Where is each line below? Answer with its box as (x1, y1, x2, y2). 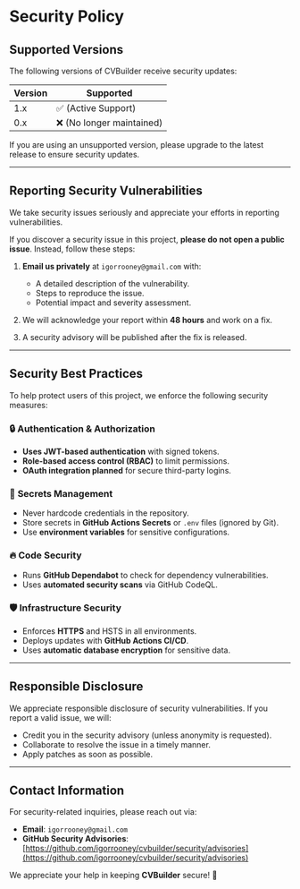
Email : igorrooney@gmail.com (21, 824, 128, 834)
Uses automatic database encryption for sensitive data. (21, 645, 231, 655)
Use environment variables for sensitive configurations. (21, 526, 230, 538)
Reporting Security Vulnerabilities (9, 184, 204, 199)
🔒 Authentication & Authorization (9, 423, 156, 435)
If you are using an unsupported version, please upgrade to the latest (9, 140, 264, 150)
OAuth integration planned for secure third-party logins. (21, 465, 232, 475)
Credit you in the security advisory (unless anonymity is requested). (21, 730, 272, 740)
